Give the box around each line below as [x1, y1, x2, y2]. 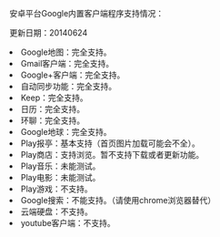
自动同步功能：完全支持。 [21, 81, 116, 91]
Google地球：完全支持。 [21, 127, 112, 137]
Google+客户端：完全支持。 [21, 69, 125, 80]
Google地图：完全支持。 [21, 46, 112, 57]
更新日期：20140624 [9, 27, 88, 38]
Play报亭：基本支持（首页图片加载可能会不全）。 [21, 138, 200, 149]
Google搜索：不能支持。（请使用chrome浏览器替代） [21, 195, 216, 205]
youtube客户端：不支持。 [21, 218, 115, 228]
